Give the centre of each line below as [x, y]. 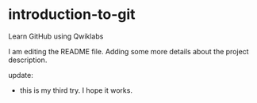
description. [28, 60]
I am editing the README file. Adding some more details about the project [128, 51]
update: [21, 75]
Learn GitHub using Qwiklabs [56, 36]
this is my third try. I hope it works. [76, 90]
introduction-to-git [72, 15]
